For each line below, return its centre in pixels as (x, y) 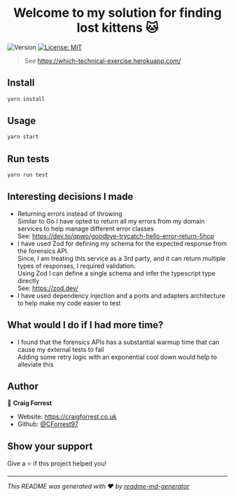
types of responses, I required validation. (77, 266)
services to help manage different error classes (86, 229)
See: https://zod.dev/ (48, 288)
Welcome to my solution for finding (117, 13)
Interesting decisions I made (70, 197)
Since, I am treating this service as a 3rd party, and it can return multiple (121, 258)
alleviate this (35, 364)
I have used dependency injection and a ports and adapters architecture (121, 295)
